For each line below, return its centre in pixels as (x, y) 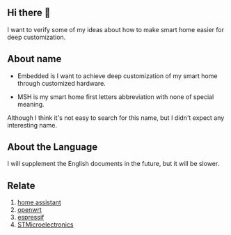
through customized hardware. (61, 83)
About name (34, 59)
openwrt (29, 210)
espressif (31, 218)
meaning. (31, 104)
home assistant (39, 202)
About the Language (53, 147)
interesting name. (32, 125)
